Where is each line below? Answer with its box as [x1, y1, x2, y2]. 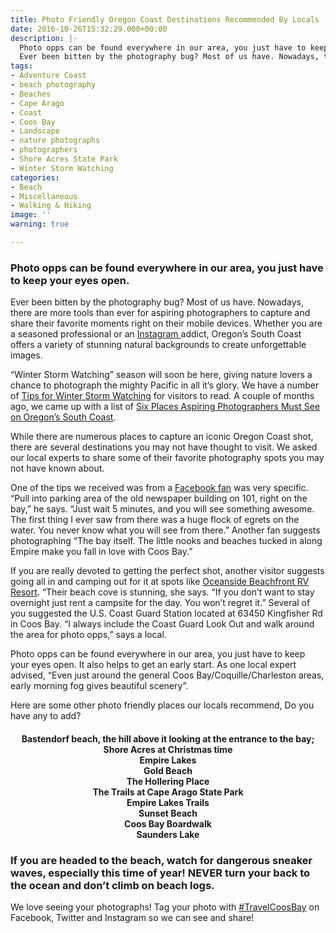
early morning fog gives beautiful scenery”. [10, 680, 189, 692]
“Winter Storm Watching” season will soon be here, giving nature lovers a [10, 369, 313, 381]
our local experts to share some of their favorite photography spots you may [10, 452, 325, 464]
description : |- [10, 33, 78, 43]
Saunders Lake [136, 828, 200, 840]
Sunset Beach [138, 807, 198, 819]
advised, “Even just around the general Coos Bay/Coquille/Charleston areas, [10, 669, 325, 681]
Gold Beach [143, 764, 193, 776]
